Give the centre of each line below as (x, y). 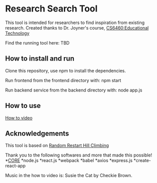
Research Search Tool (52, 9)
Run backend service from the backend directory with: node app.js (74, 90)
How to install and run (40, 59)
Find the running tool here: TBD (37, 42)
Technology (17, 33)
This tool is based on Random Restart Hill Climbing (57, 145)
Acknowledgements (37, 133)
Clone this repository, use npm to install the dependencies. (66, 70)
